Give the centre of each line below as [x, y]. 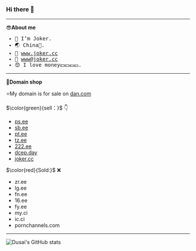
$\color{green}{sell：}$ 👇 [37, 108]
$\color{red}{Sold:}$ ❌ [34, 170]
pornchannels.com [37, 225]
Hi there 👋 [20, 9]
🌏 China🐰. [29, 45]
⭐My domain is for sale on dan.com [49, 94]
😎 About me [21, 27]
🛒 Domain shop [24, 82]
